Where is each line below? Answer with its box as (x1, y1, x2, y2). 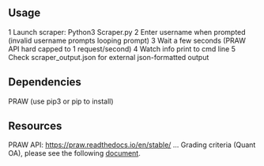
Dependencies (8, 75, 81, 89)
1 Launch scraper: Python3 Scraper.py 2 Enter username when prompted (8, 27, 247, 36)
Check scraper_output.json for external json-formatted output (8, 52, 209, 62)
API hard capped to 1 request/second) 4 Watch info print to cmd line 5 (8, 43, 236, 54)
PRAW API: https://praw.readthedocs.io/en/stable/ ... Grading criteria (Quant (8, 140, 256, 149)
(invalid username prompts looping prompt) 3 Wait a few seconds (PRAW (8, 36, 247, 45)
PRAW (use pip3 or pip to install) (8, 96, 114, 106)
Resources (8, 119, 62, 133)
